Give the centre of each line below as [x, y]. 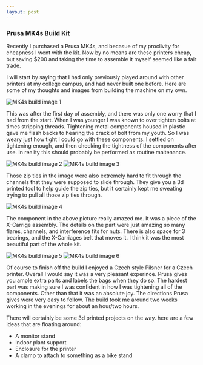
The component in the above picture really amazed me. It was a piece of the [101, 218]
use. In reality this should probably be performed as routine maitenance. [96, 152]
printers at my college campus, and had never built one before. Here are [96, 84]
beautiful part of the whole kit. [44, 244]
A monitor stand [35, 336]
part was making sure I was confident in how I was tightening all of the [94, 287]
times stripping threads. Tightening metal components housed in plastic [96, 126]
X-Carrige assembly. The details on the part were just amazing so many [96, 225]
